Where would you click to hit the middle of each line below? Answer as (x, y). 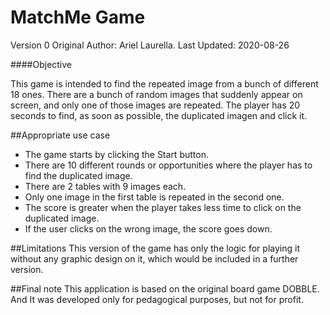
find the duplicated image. (78, 175)
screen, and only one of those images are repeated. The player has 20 (155, 105)
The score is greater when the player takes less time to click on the (163, 207)
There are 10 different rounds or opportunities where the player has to (168, 165)
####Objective (41, 64)
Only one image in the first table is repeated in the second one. (154, 197)
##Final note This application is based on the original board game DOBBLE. (165, 288)
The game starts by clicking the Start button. (116, 154)
